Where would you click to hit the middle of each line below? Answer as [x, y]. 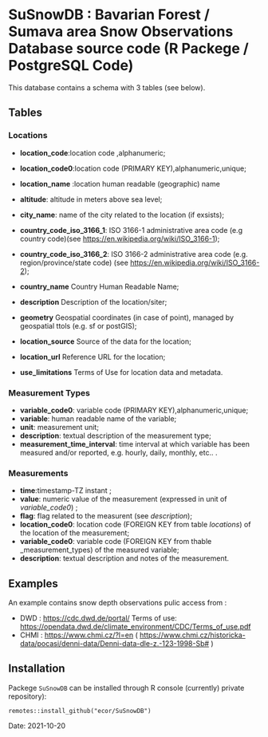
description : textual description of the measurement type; [115, 436]
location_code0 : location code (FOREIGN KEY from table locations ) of [135, 525]
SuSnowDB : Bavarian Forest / [109, 15]
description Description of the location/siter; [93, 301]
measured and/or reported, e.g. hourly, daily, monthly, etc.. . [118, 452]
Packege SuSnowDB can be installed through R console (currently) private [126, 688]
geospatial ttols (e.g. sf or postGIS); [78, 325]
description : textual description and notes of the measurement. [124, 558]
